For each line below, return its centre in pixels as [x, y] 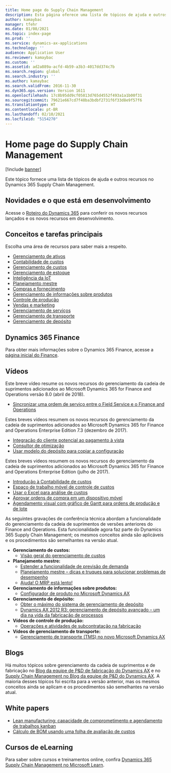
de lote [20, 508]
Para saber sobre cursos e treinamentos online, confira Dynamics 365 [79, 760]
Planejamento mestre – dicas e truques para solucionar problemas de [93, 572]
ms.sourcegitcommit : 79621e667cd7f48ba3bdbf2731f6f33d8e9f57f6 [74, 100]
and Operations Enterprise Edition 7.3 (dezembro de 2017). [67, 430]
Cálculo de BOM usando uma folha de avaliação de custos [74, 731]
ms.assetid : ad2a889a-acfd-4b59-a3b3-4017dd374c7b [60, 67]
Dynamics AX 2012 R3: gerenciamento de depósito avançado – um [90, 609]
